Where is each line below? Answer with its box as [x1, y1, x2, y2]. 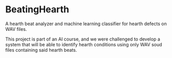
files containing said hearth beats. [5, 47, 77, 53]
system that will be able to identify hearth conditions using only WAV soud [5, 41, 163, 47]
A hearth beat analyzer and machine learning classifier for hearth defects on [5, 21, 167, 27]
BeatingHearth [5, 4, 69, 15]
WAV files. [5, 26, 27, 32]
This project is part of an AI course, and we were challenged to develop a [5, 36, 161, 42]
